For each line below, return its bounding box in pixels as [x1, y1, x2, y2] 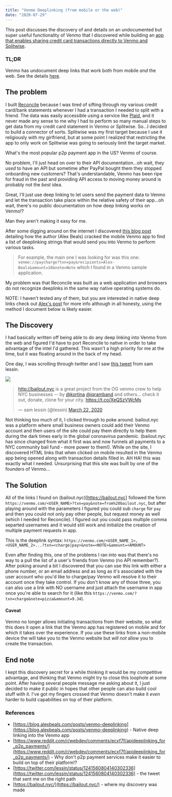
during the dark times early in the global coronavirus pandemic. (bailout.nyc [5, 433, 166, 439]
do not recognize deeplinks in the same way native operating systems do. [5, 285, 161, 291]
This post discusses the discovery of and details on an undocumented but [5, 26, 162, 32]
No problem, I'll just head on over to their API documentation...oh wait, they [5, 160, 164, 166]
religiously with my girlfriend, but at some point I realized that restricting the [5, 134, 166, 140]
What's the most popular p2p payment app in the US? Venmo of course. [5, 150, 158, 156]
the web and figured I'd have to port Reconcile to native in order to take [5, 340, 157, 346]
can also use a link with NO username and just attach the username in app [5, 585, 163, 591]
